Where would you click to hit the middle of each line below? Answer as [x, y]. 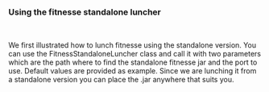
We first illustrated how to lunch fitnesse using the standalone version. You [132, 45]
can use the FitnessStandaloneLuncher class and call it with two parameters [135, 54]
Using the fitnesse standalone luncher [85, 12]
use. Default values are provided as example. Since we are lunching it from [132, 71]
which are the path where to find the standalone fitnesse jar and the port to [133, 62]
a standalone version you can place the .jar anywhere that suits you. [121, 80]
